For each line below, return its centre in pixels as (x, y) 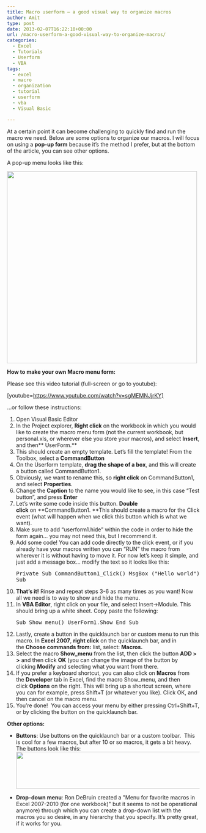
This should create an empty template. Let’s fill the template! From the (104, 451)
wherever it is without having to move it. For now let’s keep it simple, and (107, 555)
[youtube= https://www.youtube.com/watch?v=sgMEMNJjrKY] (85, 395)
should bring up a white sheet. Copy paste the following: (87, 611)
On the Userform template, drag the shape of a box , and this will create (106, 464)
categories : (22, 40)
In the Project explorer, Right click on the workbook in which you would (106, 426)
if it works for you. (39, 823)
